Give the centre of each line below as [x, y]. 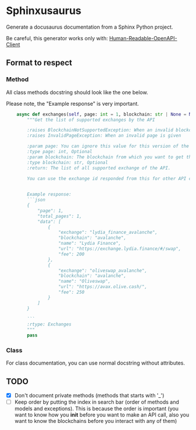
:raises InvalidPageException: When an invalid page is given [104, 136]
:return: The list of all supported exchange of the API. [99, 168]
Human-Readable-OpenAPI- [143, 38]
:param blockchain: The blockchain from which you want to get [105, 157]
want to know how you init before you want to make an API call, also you [102, 415]
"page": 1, [50, 211]
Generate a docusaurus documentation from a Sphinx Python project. [90, 27]
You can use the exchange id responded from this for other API [107, 179]
